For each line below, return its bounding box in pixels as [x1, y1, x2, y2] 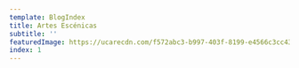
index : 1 [9, 46, 42, 55]
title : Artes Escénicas [9, 21, 98, 30]
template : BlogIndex [9, 12, 86, 22]
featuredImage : [9, 37, 66, 47]
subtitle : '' [9, 29, 58, 38]
